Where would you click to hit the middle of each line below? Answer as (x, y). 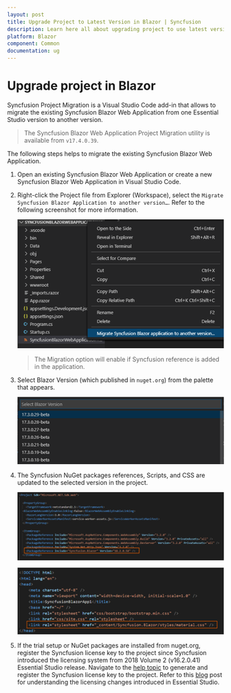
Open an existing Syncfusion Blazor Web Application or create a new (114, 174)
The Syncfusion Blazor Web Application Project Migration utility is (117, 133)
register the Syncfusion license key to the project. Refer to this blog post (119, 675)
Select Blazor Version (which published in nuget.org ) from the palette (115, 380)
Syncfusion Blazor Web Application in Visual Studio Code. (99, 181)
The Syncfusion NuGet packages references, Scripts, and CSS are (111, 475)
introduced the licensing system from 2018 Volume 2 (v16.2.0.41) (109, 660)
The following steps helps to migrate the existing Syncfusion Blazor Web (110, 153)
